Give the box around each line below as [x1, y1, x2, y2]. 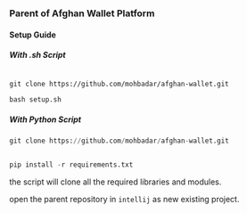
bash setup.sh [9, 95, 62, 104]
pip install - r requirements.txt [9, 160, 134, 169]
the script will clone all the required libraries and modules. [9, 176, 222, 187]
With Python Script [9, 114, 82, 125]
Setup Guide [9, 29, 56, 40]
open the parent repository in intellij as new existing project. [9, 194, 240, 205]
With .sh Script [9, 50, 67, 61]
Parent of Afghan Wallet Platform [9, 7, 155, 20]
